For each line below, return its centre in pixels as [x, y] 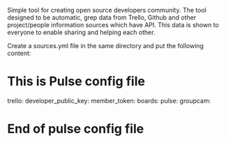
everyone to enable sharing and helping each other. [81, 32]
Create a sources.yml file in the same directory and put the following [106, 46]
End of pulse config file [76, 129]
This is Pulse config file [76, 81]
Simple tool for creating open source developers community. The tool [107, 10]
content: [19, 53]
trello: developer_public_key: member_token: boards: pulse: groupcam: [109, 100]
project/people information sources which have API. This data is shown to [113, 25]
